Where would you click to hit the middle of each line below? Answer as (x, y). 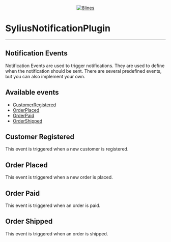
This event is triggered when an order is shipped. (57, 233)
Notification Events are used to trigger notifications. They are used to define (85, 66)
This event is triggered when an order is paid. (53, 205)
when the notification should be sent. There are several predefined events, (83, 71)
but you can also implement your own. (45, 76)
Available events (32, 92)
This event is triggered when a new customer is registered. (67, 149)
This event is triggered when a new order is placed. (59, 177)
